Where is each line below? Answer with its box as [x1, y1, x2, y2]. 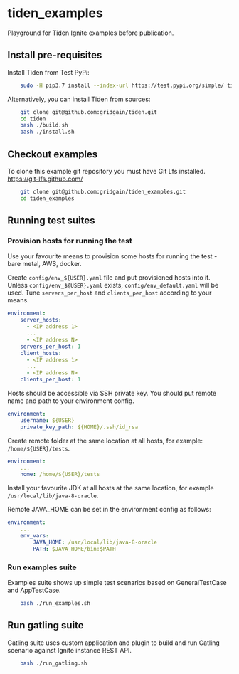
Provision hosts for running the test [7, 236, 133, 246]
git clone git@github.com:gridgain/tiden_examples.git [20, 188, 186, 195]
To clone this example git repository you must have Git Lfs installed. [7, 167, 206, 175]
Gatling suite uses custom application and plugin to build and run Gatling [7, 638, 221, 647]
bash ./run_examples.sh [20, 599, 91, 606]
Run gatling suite [7, 619, 84, 631]
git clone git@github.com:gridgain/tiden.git [20, 108, 158, 115]
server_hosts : [20, 317, 62, 324]
